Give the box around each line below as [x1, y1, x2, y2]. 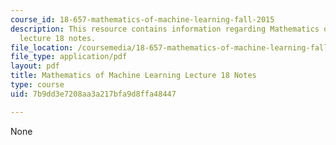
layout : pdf [10, 61, 60, 71]
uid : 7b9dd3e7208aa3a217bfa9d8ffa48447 [10, 89, 177, 99]
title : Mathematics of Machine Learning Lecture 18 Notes [10, 71, 257, 81]
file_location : [10, 42, 74, 53]
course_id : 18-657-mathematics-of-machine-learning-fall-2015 [10, 14, 275, 25]
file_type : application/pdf [10, 52, 128, 62]
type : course [10, 80, 65, 90]
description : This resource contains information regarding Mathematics [10, 24, 320, 34]
